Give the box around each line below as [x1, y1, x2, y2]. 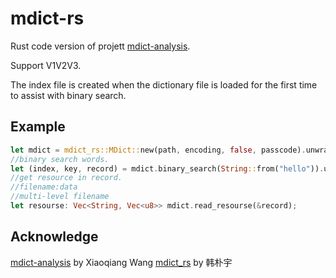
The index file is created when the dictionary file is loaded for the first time [10, 78, 318, 91]
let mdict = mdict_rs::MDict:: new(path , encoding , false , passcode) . [10, 145, 307, 155]
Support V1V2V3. [10, 59, 82, 71]
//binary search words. [10, 154, 110, 164]
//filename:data [10, 182, 78, 192]
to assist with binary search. [10, 89, 127, 101]
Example [10, 118, 66, 136]
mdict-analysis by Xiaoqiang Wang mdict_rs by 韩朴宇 [10, 256, 233, 268]
